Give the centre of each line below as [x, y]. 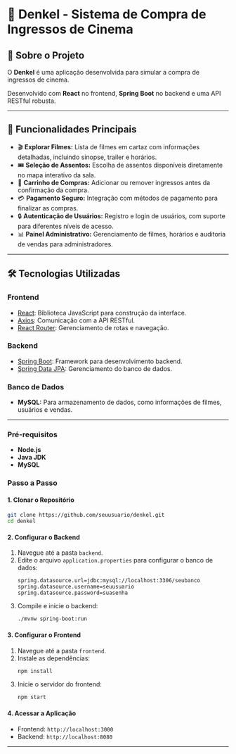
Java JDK [32, 458]
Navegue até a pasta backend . [60, 553]
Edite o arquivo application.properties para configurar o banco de [115, 560]
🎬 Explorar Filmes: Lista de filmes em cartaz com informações [109, 146]
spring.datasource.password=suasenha [73, 593]
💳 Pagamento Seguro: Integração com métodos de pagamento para [117, 198]
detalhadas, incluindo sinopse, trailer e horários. [87, 157]
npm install [35, 671]
